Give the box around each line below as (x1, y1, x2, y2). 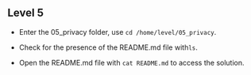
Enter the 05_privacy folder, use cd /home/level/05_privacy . (18, 27, 217, 36)
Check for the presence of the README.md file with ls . (18, 43, 198, 52)
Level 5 (7, 6, 44, 20)
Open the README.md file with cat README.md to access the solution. (18, 58, 245, 67)
